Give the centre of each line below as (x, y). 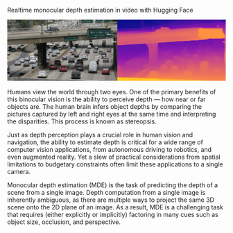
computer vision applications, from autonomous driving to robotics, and (110, 150)
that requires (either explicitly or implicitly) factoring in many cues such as (113, 215)
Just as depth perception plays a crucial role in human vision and (100, 135)
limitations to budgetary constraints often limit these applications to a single (115, 164)
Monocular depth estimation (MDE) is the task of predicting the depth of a (113, 185)
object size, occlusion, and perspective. (64, 222)
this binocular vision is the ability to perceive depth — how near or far (106, 99)
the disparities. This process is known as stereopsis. (82, 121)
